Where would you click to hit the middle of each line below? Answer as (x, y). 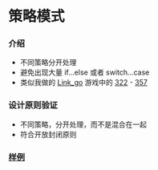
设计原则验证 (33, 105)
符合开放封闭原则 (48, 134)
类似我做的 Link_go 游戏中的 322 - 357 (84, 83)
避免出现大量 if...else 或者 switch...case (85, 72)
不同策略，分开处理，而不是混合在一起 (83, 124)
